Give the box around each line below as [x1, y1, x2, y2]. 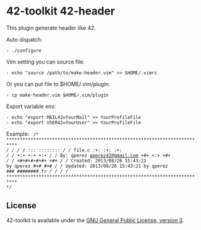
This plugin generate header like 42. [6, 24, 96, 31]
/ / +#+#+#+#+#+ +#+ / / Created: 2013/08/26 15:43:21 [6, 158, 147, 164]
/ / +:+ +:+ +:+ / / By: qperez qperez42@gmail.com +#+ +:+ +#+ [6, 152, 171, 158]
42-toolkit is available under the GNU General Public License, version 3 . [6, 216, 184, 224]
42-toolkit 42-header [6, 4, 116, 18]
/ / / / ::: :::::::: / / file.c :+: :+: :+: [6, 147, 122, 153]
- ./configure [6, 47, 42, 54]
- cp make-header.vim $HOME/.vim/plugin [6, 92, 110, 98]
